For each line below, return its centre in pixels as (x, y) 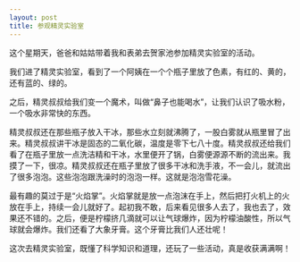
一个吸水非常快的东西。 (52, 113)
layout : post (33, 17)
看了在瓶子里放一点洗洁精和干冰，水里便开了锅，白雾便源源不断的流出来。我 (150, 154)
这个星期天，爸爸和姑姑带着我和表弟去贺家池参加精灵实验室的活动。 (134, 52)
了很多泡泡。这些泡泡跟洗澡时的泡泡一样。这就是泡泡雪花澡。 (123, 176)
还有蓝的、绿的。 (41, 82)
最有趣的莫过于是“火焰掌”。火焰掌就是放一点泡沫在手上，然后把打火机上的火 (150, 195)
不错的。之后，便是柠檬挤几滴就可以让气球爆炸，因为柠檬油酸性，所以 (154, 218)
